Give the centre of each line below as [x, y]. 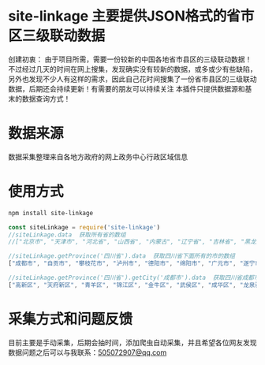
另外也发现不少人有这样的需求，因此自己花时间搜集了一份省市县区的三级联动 [132, 79]
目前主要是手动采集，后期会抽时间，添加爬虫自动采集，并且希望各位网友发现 [132, 342]
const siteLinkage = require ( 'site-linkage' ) [84, 227]
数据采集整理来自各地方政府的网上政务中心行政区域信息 [98, 156]
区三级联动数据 [57, 36]
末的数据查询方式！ [39, 99]
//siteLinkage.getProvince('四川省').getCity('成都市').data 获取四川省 [125, 278]
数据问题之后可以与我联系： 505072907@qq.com [88, 352]
